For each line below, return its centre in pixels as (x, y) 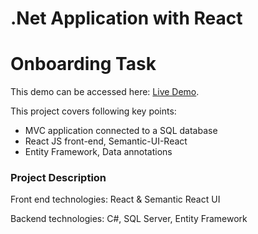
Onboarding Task (83, 64)
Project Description (58, 178)
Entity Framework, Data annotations (98, 152)
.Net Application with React (126, 18)
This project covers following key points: (93, 111)
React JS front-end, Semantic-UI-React (106, 141)
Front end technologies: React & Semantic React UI (115, 199)
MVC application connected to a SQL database (121, 131)
